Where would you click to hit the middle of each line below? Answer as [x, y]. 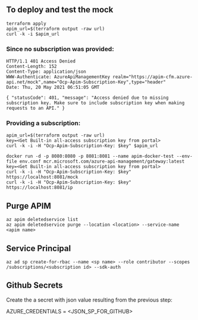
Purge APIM [29, 206]
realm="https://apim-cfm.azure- [153, 77]
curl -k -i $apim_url [33, 34]
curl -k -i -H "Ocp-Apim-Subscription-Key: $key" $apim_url [82, 146]
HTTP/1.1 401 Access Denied [41, 61]
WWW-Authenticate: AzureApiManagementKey [58, 77]
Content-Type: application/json [46, 72]
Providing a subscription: [43, 123]
